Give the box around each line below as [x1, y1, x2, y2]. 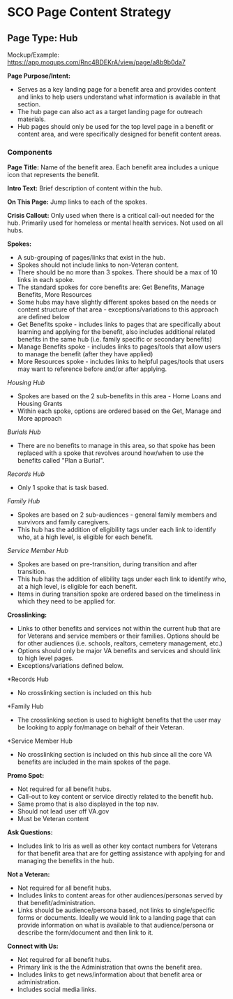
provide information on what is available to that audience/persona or [17, 921, 214, 930]
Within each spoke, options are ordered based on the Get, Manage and [17, 407, 222, 415]
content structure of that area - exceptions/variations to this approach [17, 305, 218, 314]
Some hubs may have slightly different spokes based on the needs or [17, 298, 217, 307]
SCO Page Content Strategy [7, 4, 172, 20]
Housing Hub [7, 379, 45, 387]
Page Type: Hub [7, 32, 78, 44]
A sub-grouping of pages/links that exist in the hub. [17, 253, 166, 262]
